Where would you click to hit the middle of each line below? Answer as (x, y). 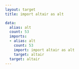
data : (10, 23)
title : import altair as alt (34, 14)
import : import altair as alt (44, 50)
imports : (18, 36)
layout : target (20, 9)
